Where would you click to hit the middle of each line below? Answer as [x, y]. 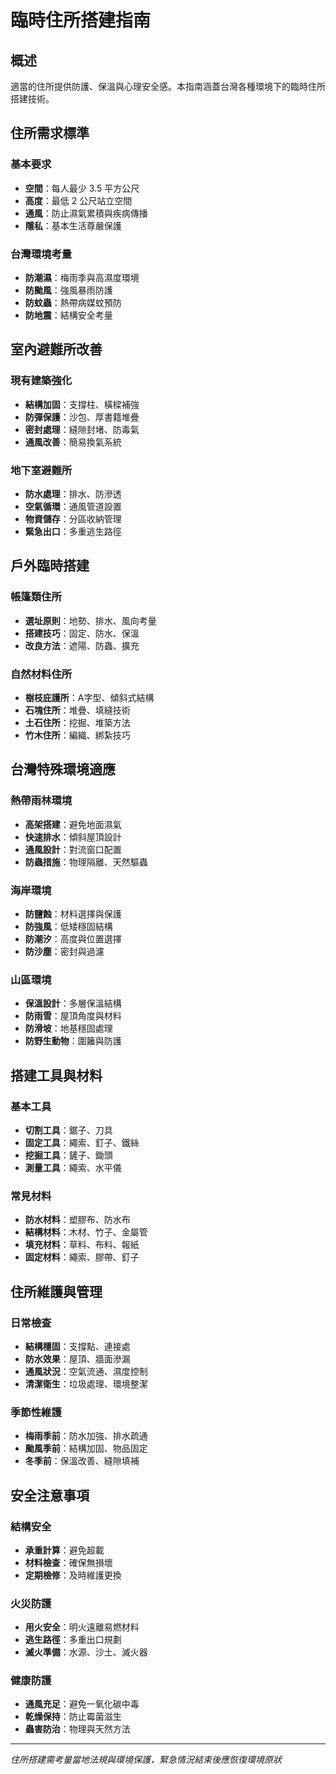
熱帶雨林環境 [41, 801]
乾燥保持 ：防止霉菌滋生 [73, 1717]
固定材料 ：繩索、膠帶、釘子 [82, 1257]
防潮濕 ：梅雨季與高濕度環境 [82, 277]
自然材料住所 [41, 674]
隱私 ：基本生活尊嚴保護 [73, 225]
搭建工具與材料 [56, 1075]
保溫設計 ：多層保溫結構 [73, 1003]
